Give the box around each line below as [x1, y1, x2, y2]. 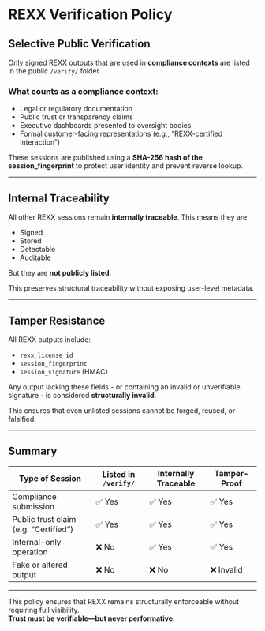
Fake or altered [12, 559, 69, 570]
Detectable [19, 245, 56, 254]
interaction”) [19, 137, 61, 147]
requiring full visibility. [8, 605, 80, 614]
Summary [8, 445, 58, 458]
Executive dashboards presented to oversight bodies [19, 121, 192, 130]
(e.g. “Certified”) [12, 524, 73, 535]
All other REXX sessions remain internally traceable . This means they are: [8, 212, 250, 222]
